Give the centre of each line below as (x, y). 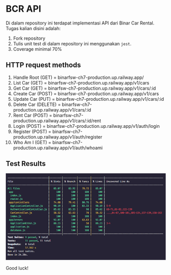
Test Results (26, 164)
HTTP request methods (43, 65)
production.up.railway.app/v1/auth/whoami (58, 148)
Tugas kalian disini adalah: (33, 28)
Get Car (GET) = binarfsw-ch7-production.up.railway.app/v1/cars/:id (84, 88)
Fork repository (29, 38)
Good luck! (17, 268)
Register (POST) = (32, 131)
